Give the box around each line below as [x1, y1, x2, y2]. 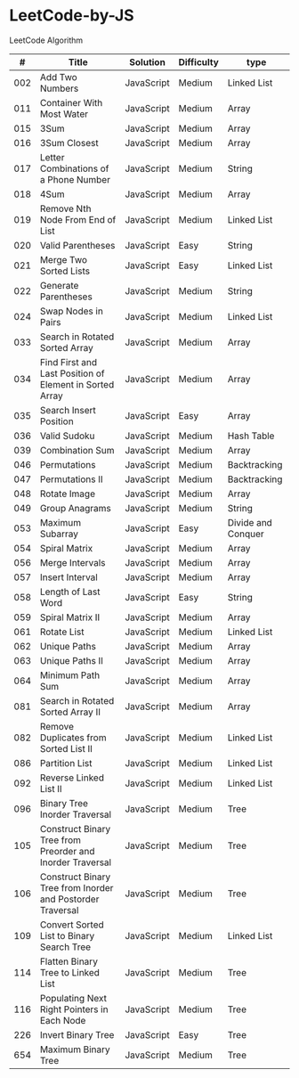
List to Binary [39, 929, 95, 942]
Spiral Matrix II [39, 611, 101, 624]
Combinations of [39, 162, 109, 175]
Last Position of [39, 367, 105, 380]
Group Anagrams [39, 502, 111, 514]
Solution [128, 55, 166, 68]
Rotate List [39, 625, 85, 638]
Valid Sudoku [39, 429, 95, 442]
